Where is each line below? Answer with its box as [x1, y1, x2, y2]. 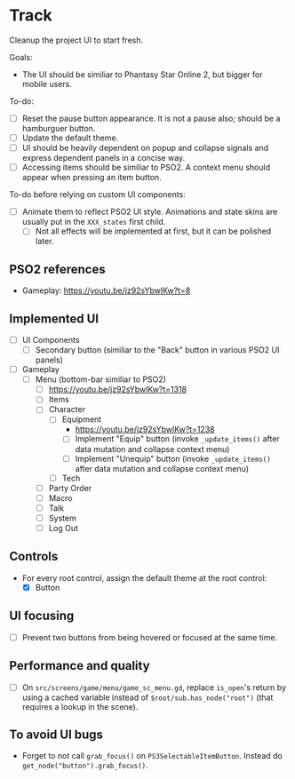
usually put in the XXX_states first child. [21, 217, 166, 227]
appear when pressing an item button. [21, 172, 162, 183]
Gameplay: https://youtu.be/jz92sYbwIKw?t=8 [21, 285, 191, 296]
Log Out [48, 522, 78, 533]
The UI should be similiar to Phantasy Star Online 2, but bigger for [21, 68, 264, 80]
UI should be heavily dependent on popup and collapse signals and [21, 143, 269, 154]
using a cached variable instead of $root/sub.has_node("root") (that [21, 692, 274, 703]
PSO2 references [9, 261, 106, 276]
